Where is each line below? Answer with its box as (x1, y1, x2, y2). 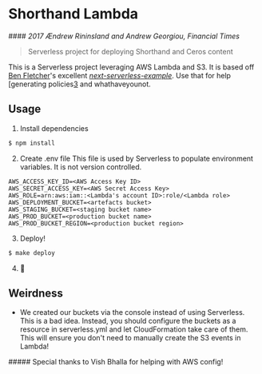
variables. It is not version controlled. (19, 161, 142, 172)
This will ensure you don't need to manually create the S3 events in (19, 333, 241, 343)
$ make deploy (8, 249, 56, 257)
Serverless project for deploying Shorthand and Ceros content (27, 46, 233, 56)
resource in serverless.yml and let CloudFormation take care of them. (19, 324, 248, 334)
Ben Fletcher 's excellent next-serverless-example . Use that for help (8, 70, 232, 80)
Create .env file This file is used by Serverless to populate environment (19, 153, 254, 163)
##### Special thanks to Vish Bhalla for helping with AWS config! (8, 357, 224, 367)
